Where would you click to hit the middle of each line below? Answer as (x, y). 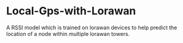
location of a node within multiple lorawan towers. (68, 33)
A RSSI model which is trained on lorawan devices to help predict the (92, 27)
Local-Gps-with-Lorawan (71, 11)
